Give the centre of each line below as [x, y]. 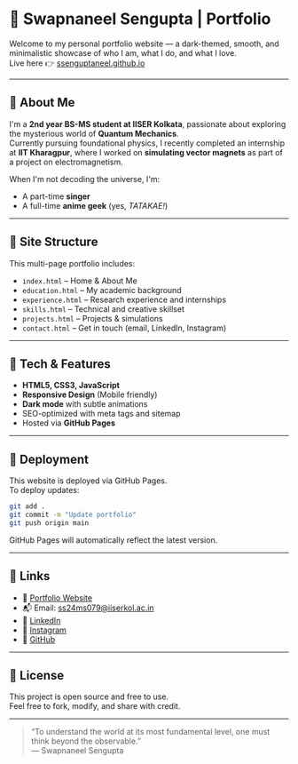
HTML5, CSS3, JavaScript [71, 386]
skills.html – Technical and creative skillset [103, 309]
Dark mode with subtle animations [85, 404]
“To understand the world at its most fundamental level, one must [150, 732]
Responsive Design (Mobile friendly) [90, 394]
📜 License [37, 676]
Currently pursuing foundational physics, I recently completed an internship [147, 143]
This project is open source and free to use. [89, 696]
